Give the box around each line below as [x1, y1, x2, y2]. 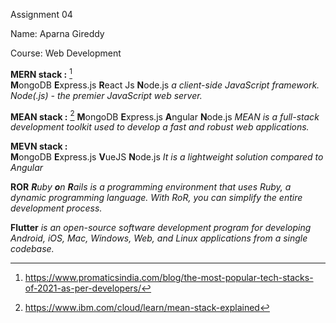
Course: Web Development [10, 47, 122, 59]
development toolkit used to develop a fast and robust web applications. [10, 121, 310, 133]
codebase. [10, 243, 55, 255]
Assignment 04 [10, 9, 73, 20]
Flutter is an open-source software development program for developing [10, 222, 312, 234]
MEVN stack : [10, 140, 68, 153]
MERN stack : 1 [10, 67, 73, 80]
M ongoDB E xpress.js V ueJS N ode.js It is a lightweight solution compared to [10, 151, 324, 163]
